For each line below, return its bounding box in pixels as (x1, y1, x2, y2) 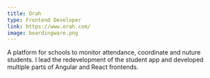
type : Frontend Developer (7, 17, 81, 23)
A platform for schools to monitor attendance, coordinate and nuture (7, 48, 201, 57)
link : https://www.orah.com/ (7, 23, 91, 30)
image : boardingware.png (7, 29, 78, 37)
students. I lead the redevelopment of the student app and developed (7, 56, 204, 64)
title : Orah (7, 10, 41, 17)
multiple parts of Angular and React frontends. (7, 63, 139, 71)
